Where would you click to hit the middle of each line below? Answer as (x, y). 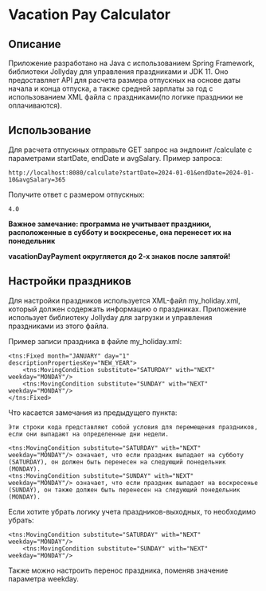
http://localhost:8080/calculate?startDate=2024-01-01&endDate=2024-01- (131, 173)
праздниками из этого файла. (59, 326)
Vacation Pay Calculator (90, 15)
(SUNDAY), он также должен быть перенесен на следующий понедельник (124, 490)
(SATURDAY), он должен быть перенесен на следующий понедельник (117, 462)
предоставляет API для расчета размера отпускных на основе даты (124, 80)
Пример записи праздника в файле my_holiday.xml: (95, 341)
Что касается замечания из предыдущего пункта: (93, 413)
